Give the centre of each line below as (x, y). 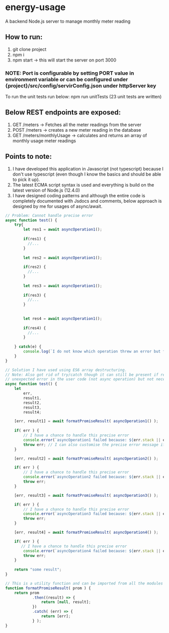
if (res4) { (35, 328)
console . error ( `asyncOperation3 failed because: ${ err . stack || (92, 514)
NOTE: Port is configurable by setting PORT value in (70, 73)
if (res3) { (35, 295)
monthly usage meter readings (44, 141)
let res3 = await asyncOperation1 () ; (63, 286)
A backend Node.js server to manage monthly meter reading (68, 21)
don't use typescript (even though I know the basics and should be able (87, 174)
